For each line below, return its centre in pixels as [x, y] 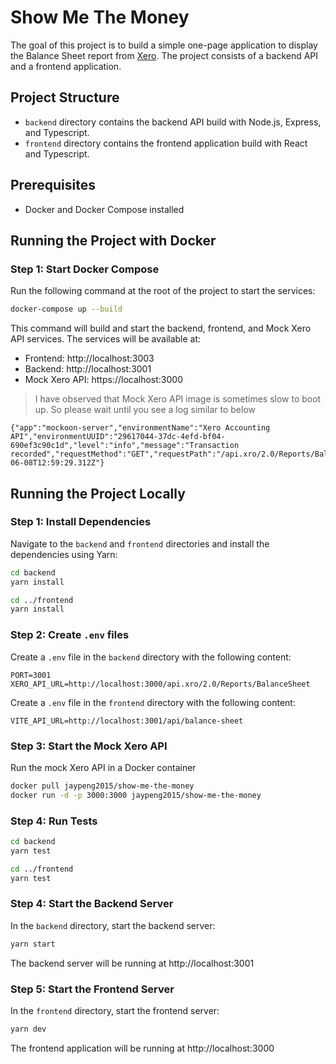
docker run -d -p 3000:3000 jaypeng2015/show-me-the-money [136, 795]
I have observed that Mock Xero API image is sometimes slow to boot [178, 399]
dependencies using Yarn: [64, 554]
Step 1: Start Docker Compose [85, 269]
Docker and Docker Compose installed [104, 209]
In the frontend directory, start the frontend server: [115, 1010]
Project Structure [65, 97]
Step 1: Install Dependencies [81, 522]
